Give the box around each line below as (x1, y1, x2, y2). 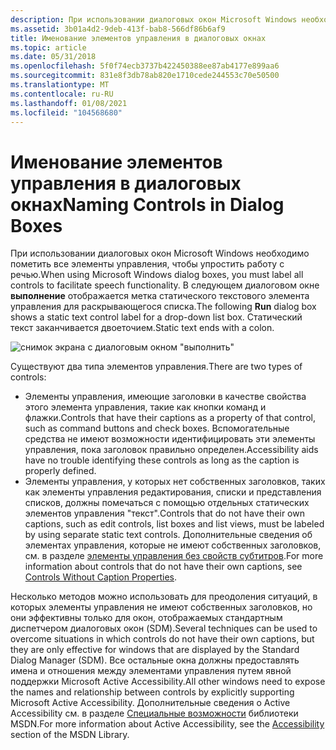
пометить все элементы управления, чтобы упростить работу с (10, 258, 285, 270)
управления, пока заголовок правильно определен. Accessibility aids (24, 444, 319, 456)
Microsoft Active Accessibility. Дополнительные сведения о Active (10, 697, 291, 709)
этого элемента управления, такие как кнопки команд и (24, 401, 267, 413)
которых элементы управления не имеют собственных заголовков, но (10, 601, 313, 613)
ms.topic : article (10, 42, 87, 53)
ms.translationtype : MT (10, 80, 110, 90)
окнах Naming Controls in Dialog (10, 193, 285, 216)
